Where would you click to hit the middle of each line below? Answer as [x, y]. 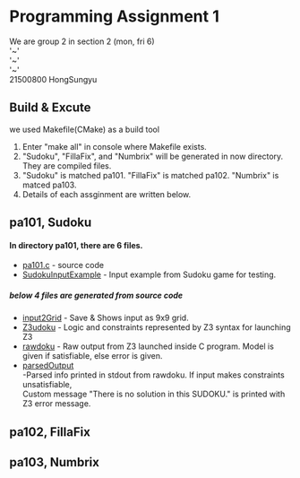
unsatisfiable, [47, 385]
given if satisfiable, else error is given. [92, 356]
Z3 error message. [56, 404]
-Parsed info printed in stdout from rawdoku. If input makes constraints [153, 375]
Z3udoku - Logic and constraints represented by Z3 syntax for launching [156, 327]
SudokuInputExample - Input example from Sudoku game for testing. [149, 274]
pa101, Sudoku [51, 223]
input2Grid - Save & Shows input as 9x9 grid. [106, 318]
